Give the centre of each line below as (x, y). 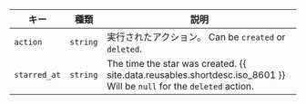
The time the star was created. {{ (176, 64)
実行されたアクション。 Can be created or (196, 37)
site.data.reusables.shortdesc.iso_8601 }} (196, 75)
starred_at (37, 75)
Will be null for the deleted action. (180, 86)
